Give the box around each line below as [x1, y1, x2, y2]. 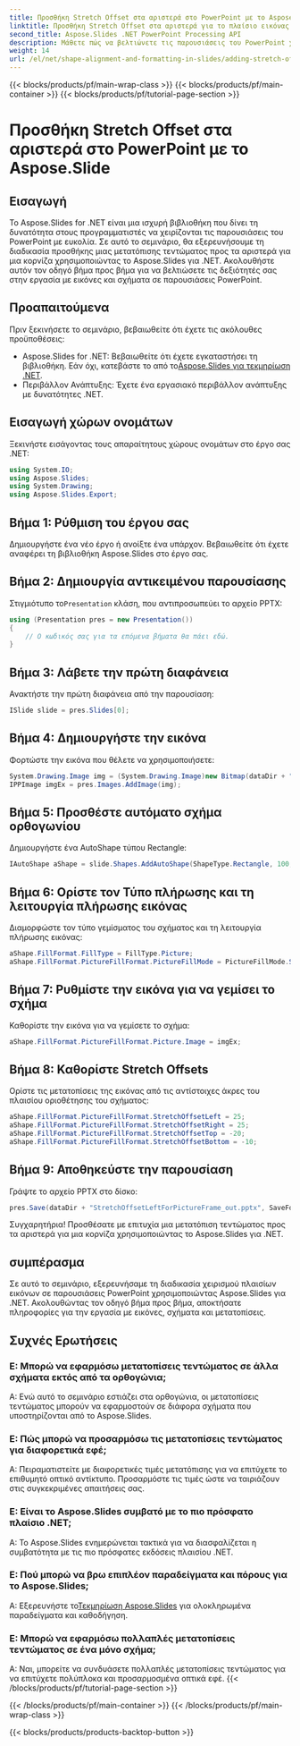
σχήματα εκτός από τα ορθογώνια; [9, 1370, 167, 1383]
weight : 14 [9, 47, 50, 55]
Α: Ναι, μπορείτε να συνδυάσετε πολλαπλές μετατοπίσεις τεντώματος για [9, 1664, 286, 1674]
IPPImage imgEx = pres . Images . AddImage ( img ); [9, 780, 181, 789]
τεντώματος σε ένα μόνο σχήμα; [9, 1643, 156, 1656]
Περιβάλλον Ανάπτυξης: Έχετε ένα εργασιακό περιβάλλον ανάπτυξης [21, 379, 287, 390]
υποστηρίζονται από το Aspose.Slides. [9, 1410, 152, 1420]
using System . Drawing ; [9, 482, 94, 491]
